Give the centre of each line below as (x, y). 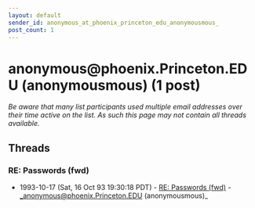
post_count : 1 (31, 30)
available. (24, 124)
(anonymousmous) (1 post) (111, 85)
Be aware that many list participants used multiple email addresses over (126, 107)
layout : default (35, 15)
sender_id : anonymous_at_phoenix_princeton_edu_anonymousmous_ (114, 23)
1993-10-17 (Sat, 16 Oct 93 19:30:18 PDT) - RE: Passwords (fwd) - (125, 187)
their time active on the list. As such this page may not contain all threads (127, 115)
